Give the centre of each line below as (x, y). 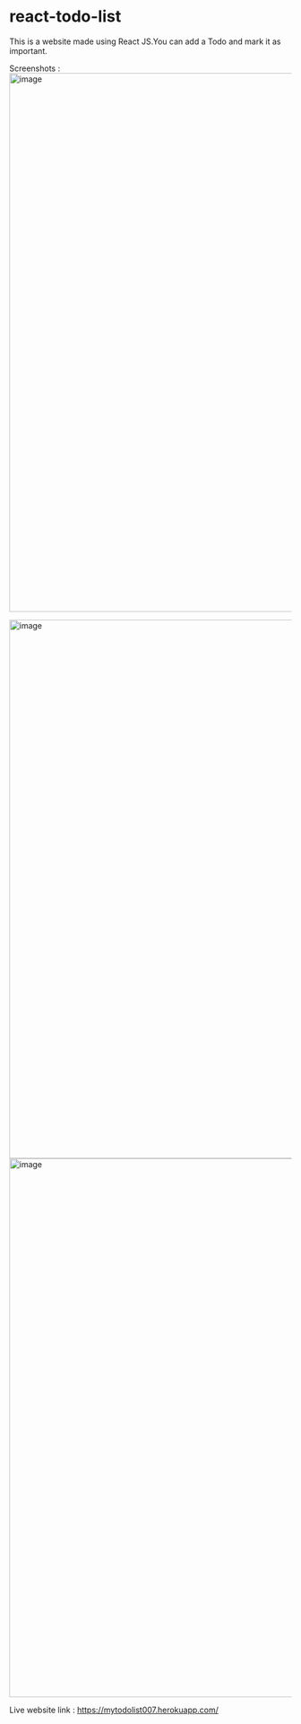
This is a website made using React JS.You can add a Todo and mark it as (145, 41)
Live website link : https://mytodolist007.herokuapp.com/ (114, 1710)
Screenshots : (35, 68)
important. (28, 50)
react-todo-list (65, 17)
